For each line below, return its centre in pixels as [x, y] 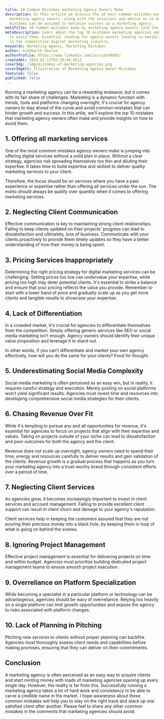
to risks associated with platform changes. [48, 610]
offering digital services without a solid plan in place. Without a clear [74, 156]
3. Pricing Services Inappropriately [59, 260]
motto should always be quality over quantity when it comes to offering [76, 191]
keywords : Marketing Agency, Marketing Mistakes [55, 46]
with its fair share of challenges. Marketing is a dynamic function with [75, 97]
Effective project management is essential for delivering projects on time [78, 557]
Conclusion [23, 663]
